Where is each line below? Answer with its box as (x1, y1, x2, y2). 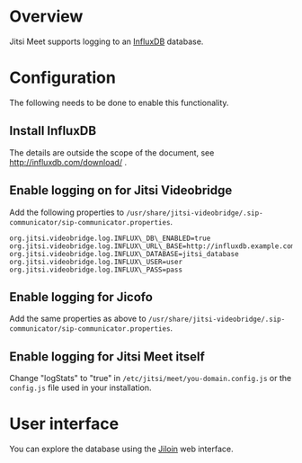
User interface (9, 414, 120, 434)
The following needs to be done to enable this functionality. (9, 97, 229, 108)
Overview (9, 6, 84, 27)
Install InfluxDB (9, 123, 97, 138)
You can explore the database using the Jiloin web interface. (9, 443, 234, 455)
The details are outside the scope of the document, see (9, 147, 215, 158)
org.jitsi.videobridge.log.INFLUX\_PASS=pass (9, 265, 182, 274)
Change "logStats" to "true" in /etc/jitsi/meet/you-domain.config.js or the (9, 373, 292, 384)
